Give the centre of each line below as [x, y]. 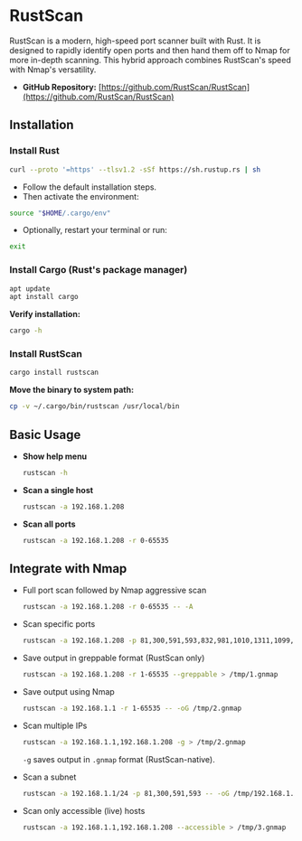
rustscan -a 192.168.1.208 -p [80, 641]
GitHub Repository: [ [62, 87]
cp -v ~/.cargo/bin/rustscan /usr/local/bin [94, 406]
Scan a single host [57, 490]
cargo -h [26, 331]
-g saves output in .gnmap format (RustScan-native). [118, 759]
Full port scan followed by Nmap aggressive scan [114, 590]
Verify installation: [45, 314]
